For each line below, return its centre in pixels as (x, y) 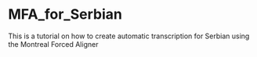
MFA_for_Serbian (65, 14)
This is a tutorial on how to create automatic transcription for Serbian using (129, 36)
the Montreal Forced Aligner (53, 44)
